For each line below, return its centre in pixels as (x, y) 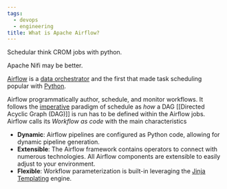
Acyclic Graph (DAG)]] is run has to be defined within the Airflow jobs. (106, 114)
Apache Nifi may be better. (45, 65)
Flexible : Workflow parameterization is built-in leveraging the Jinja (111, 171)
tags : (15, 13)
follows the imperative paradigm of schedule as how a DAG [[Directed (106, 107)
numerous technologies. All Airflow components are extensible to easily (119, 157)
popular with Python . (37, 86)
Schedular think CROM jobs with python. (65, 52)
